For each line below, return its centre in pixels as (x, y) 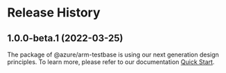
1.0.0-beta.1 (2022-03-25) (65, 38)
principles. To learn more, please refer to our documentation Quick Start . (111, 62)
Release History (54, 13)
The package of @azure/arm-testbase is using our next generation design (113, 54)
